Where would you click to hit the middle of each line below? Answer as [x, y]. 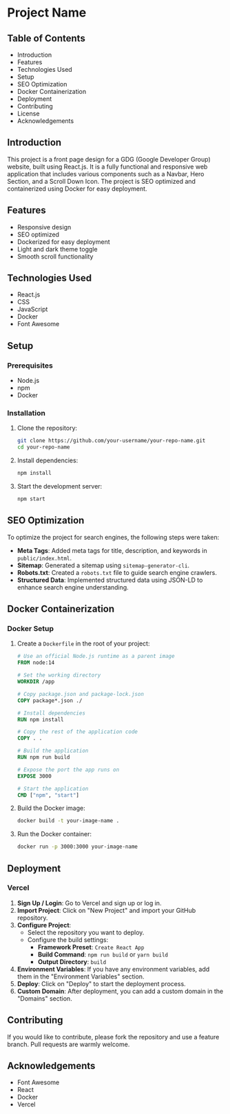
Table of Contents [46, 38]
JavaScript [32, 310]
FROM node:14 [36, 663]
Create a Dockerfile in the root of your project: [83, 643]
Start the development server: [60, 487]
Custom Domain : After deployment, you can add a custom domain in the [120, 991]
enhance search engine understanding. [73, 587]
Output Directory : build [72, 961]
